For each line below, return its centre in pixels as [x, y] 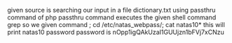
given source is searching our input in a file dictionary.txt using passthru [111, 10]
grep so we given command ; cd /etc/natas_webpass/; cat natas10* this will [116, 25]
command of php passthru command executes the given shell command [112, 17]
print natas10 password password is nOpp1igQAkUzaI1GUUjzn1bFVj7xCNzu [116, 32]
